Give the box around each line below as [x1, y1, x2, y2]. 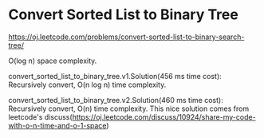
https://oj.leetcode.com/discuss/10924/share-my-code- [72, 112, 257, 121]
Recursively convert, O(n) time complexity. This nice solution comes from [8, 104, 250, 113]
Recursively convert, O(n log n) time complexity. [8, 80, 167, 89]
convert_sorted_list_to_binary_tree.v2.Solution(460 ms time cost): [8, 95, 223, 104]
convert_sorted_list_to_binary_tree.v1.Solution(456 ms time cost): [8, 71, 222, 81]
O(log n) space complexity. [8, 56, 97, 65]
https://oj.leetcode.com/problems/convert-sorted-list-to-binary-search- [8, 32, 245, 41]
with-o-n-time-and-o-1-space [8, 120, 107, 130]
